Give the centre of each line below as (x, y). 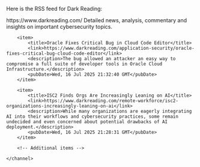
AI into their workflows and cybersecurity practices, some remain (92, 117)
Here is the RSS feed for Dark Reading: (54, 9)
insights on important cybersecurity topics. (59, 27)
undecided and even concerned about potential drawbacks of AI (87, 122)
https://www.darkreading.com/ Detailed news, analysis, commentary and (97, 20)
